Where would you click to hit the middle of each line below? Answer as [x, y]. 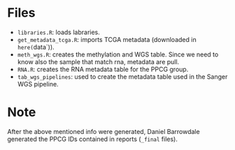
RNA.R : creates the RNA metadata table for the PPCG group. [103, 69]
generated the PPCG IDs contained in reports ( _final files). [93, 139]
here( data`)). [36, 47]
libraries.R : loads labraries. [58, 32]
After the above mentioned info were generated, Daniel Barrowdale [104, 131]
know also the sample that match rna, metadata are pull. [98, 61]
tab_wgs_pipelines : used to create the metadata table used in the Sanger [122, 76]
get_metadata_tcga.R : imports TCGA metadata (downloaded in [107, 39]
